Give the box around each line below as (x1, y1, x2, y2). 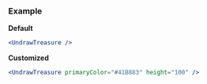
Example (8, 6, 43, 17)
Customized (8, 53, 49, 63)
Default (8, 24, 33, 33)
